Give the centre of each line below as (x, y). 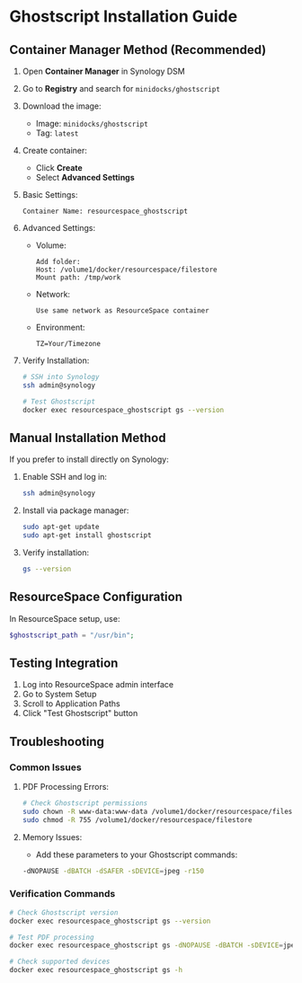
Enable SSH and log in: (65, 477)
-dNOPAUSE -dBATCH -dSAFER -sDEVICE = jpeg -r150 (113, 871)
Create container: (55, 151)
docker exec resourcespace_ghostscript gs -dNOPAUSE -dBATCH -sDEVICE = (146, 945)
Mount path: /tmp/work (78, 278)
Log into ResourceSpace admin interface (98, 685)
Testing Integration (64, 663)
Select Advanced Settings (85, 177)
